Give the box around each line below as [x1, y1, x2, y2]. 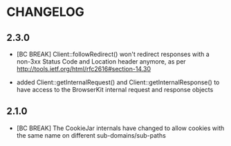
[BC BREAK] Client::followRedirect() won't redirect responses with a [16, 50, 210, 58]
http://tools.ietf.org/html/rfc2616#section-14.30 [16, 65, 151, 73]
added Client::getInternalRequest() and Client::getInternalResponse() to [16, 78, 220, 86]
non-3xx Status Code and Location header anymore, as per [16, 57, 186, 66]
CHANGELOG [6, 4, 84, 20]
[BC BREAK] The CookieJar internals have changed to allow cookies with [16, 124, 225, 132]
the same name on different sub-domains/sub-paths [16, 131, 167, 139]
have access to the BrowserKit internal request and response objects [16, 86, 214, 93]
